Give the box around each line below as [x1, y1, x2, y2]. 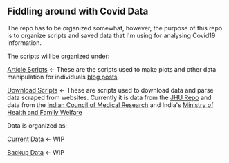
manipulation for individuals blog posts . [7, 73, 120, 81]
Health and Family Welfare [7, 108, 82, 116]
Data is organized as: [7, 121, 68, 130]
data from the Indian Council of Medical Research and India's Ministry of [7, 100, 214, 109]
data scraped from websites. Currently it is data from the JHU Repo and [7, 93, 212, 102]
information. [7, 38, 42, 47]
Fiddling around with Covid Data [7, 6, 149, 17]
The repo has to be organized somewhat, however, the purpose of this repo [7, 23, 223, 32]
